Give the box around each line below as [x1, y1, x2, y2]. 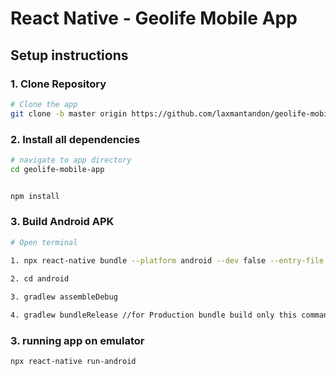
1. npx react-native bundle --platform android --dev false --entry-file [10, 255, 325, 266]
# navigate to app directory [10, 155, 132, 165]
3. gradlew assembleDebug [10, 292, 118, 302]
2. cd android [10, 273, 70, 284]
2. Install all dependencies [10, 132, 141, 146]
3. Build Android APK [10, 215, 115, 229]
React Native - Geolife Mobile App [10, 7, 298, 30]
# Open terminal [10, 237, 78, 247]
